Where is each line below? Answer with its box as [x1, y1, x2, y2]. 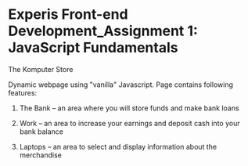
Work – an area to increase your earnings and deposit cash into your [19, 118, 240, 128]
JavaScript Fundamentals [8, 39, 178, 56]
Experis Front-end [8, 5, 128, 23]
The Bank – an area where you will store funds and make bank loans [19, 103, 240, 113]
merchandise [19, 150, 63, 160]
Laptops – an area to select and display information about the [19, 142, 217, 151]
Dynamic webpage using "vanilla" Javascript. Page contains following [8, 80, 233, 89]
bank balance [19, 127, 64, 136]
